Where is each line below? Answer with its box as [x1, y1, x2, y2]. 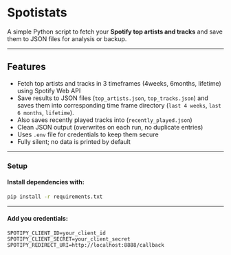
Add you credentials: [7, 215, 69, 223]
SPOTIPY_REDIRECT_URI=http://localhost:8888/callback [7, 241, 165, 248]
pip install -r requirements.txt [7, 193, 103, 200]
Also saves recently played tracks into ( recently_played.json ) [16, 115, 192, 124]
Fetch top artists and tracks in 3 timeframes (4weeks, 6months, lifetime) [16, 79, 221, 87]
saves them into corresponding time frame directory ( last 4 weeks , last [16, 101, 221, 109]
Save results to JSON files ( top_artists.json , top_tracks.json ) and [16, 94, 208, 102]
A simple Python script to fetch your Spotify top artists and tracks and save [7, 27, 223, 36]
